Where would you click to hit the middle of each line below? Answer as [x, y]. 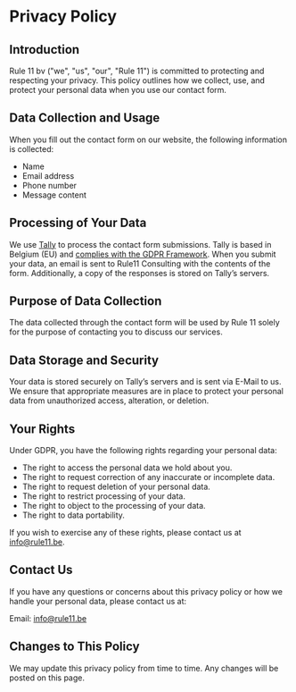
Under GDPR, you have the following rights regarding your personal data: [144, 451]
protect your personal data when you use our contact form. [118, 90]
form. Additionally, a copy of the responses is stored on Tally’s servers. [140, 273]
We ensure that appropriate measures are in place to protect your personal [146, 392]
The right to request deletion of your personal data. [116, 487]
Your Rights [42, 429]
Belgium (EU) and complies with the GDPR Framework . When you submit [143, 254]
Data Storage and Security [84, 360]
